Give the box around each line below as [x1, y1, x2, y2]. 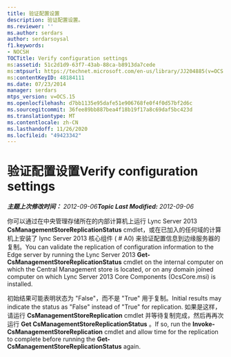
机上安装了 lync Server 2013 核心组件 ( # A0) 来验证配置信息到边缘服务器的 [7, 234, 221, 243]
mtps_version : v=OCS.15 [7, 94, 76, 101]
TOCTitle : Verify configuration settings [7, 55, 128, 62]
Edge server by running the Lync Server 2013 [7, 251, 136, 259]
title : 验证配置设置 [7, 10, 60, 17]
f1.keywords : [7, 42, 45, 49]
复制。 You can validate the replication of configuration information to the [7, 243, 214, 252]
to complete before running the [7, 335, 96, 343]
